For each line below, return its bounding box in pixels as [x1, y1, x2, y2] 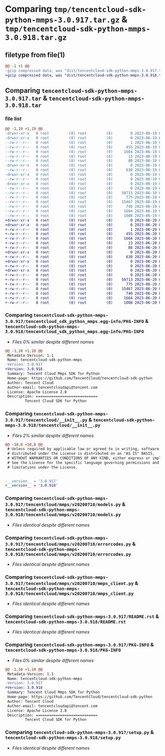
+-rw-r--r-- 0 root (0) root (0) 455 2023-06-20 [5, 232, 157, 236]
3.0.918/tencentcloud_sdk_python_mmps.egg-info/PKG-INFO [5, 329, 144, 335]
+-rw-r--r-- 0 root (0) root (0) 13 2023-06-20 [5, 241, 157, 246]
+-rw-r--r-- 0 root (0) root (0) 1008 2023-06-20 [5, 300, 157, 305]
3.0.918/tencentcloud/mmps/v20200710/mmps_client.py [5, 591, 134, 596]
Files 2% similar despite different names [12, 433, 94, 438]
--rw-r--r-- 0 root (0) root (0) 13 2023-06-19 [5, 154, 157, 159]
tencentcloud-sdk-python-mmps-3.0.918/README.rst [5, 619, 126, 625]
